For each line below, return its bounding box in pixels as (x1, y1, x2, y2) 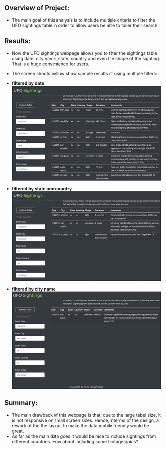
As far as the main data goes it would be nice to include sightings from (11, 433, 156, 439)
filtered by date (11, 80, 45, 86)
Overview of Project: (4, 4, 70, 12)
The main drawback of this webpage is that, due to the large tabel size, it (11, 412, 161, 418)
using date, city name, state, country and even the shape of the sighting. (11, 55, 161, 61)
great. (11, 428, 24, 434)
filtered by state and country (11, 186, 72, 192)
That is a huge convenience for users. (11, 61, 90, 67)
